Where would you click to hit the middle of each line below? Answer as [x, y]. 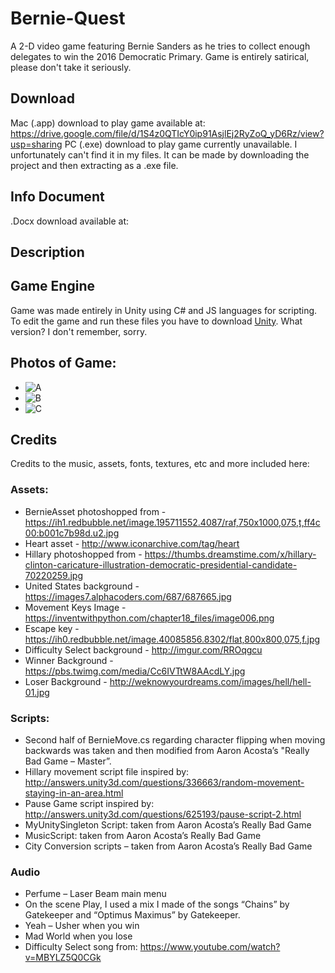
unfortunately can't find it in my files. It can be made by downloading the [160, 154]
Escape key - [52, 628]
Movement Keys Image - [75, 607]
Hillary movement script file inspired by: [107, 771]
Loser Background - [66, 681]
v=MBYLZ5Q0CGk [63, 958]
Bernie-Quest [68, 18]
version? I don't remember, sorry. [79, 331]
